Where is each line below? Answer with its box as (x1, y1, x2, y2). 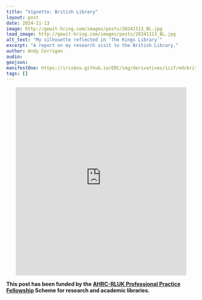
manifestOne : (6, 64, 39, 71)
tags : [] (6, 70, 28, 77)
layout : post (6, 14, 39, 20)
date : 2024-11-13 (6, 20, 50, 26)
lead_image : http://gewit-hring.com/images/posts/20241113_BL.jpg (6, 31, 176, 37)
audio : (6, 54, 23, 60)
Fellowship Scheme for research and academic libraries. (6, 287, 150, 294)
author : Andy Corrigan (6, 48, 63, 54)
